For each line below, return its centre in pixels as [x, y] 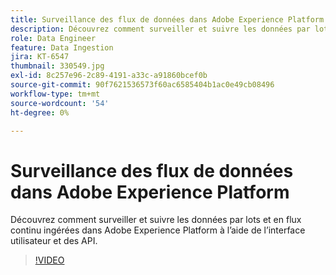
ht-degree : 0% [40, 112]
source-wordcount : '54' [60, 103]
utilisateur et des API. [54, 241]
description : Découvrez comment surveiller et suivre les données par [160, 29]
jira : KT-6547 [40, 57]
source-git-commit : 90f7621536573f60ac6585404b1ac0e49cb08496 [142, 85]
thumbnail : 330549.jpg [57, 66]
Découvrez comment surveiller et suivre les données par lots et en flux [156, 220]
